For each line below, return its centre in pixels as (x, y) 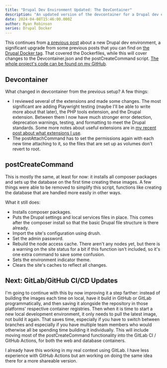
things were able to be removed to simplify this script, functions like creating (83, 187)
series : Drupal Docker (29, 28)
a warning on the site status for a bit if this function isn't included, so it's (86, 249)
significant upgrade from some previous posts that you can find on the (78, 48)
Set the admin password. (38, 238)
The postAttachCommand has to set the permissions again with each (83, 138)
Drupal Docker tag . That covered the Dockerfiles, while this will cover (76, 53)
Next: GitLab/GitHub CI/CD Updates (62, 281)
